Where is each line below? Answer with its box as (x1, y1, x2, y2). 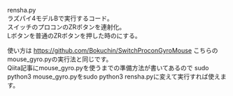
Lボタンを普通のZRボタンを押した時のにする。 (7, 31, 141, 40)
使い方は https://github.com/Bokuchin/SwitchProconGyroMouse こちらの (7, 47, 218, 54)
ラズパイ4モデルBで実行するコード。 (7, 14, 113, 22)
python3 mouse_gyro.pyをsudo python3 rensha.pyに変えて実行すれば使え (7, 72, 220, 81)
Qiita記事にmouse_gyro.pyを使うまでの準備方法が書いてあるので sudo (7, 64, 209, 72)
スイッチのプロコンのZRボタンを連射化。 (7, 23, 126, 31)
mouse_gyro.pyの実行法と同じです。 (7, 55, 113, 63)
